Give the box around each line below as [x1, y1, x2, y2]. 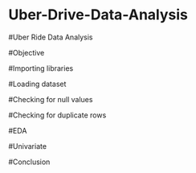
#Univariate [8, 141, 47, 150]
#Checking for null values [8, 94, 93, 104]
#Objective [8, 47, 45, 57]
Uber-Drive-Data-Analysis [8, 6, 189, 24]
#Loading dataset [8, 79, 67, 89]
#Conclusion [8, 157, 51, 167]
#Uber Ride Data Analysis [8, 32, 93, 42]
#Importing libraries [8, 63, 74, 73]
